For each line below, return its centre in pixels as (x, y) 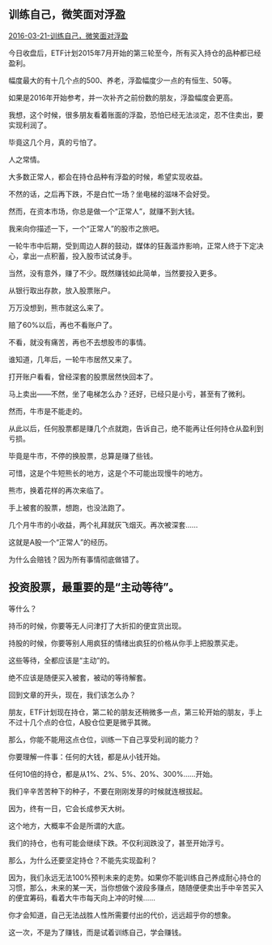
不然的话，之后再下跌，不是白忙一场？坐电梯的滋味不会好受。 (111, 194)
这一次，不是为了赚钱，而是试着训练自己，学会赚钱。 (97, 932)
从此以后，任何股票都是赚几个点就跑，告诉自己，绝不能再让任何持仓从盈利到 (136, 428)
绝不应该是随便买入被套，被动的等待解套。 (79, 677)
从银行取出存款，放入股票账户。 (62, 290)
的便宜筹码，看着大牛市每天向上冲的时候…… (82, 898)
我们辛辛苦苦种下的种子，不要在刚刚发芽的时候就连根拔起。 (108, 791)
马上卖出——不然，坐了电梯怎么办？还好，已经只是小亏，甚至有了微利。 (129, 394)
